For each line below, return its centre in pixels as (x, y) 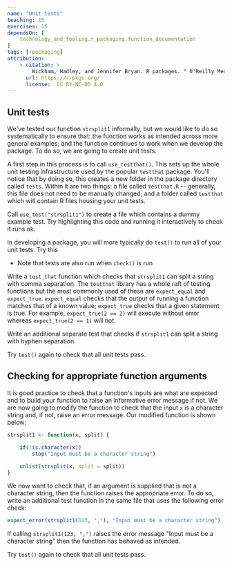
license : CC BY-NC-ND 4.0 (64, 84)
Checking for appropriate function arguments (107, 376)
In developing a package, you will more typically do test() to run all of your (115, 242)
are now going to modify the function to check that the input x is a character (115, 408)
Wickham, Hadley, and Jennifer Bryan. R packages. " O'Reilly (123, 71)
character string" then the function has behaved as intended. (94, 541)
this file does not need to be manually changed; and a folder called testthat (115, 193)
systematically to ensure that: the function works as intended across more (113, 136)
